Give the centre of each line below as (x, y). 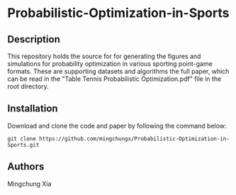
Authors (26, 167)
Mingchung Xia (29, 184)
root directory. (28, 86)
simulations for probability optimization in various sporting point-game (110, 64)
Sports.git (23, 145)
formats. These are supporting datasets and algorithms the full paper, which (118, 71)
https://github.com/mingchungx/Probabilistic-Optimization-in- (134, 139)
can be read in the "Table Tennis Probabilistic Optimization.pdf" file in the (114, 79)
